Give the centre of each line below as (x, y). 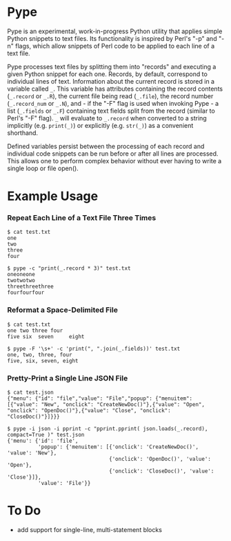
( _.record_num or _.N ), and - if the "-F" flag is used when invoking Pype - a (113, 103)
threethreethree (30, 287)
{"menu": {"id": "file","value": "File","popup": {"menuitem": (100, 398)
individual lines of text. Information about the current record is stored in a (111, 81)
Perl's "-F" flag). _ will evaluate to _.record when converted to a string (107, 118)
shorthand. (23, 133)
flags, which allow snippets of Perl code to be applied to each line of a (115, 46)
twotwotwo (21, 281)
